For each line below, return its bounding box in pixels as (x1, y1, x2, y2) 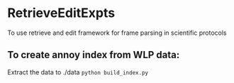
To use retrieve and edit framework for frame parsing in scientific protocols (7, 28, 227, 37)
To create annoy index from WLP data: (7, 49, 180, 61)
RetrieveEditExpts (7, 5, 116, 21)
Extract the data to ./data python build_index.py (7, 67, 149, 76)
